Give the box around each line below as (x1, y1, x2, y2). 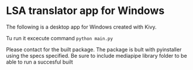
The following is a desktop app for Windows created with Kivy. (6, 23, 157, 30)
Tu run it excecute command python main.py (6, 34, 113, 41)
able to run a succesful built (6, 58, 73, 65)
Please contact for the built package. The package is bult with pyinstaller (6, 45, 182, 53)
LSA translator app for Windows (6, 4, 165, 17)
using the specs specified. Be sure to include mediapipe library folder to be (6, 52, 187, 59)
